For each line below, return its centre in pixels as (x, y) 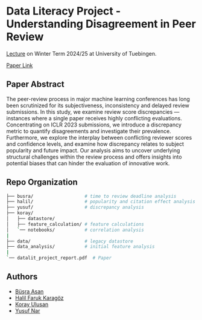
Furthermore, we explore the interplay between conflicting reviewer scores (99, 137)
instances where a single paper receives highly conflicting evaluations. (94, 118)
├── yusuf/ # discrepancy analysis (75, 207)
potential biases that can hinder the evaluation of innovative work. (88, 163)
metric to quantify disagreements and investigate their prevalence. (89, 131)
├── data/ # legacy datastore (70, 241)
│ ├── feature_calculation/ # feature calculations (75, 224)
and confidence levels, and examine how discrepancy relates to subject (95, 144)
